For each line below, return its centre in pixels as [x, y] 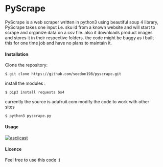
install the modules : [25, 83]
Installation [17, 54]
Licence [13, 149]
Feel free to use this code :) [33, 160]
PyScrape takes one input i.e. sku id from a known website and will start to [80, 27]
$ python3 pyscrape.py [28, 116]
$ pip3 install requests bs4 [35, 93]
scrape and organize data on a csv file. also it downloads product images [79, 32]
